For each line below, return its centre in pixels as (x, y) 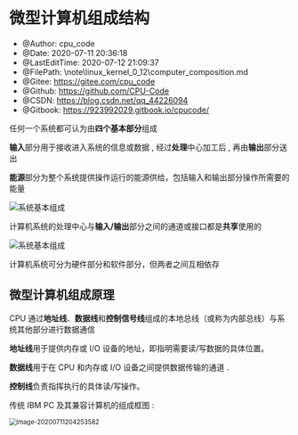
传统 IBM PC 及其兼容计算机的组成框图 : (82, 405)
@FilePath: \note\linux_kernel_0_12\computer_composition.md (135, 71)
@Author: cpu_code (58, 43)
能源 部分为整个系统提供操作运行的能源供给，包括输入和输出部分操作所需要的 (149, 177)
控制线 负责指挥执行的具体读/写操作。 (77, 386)
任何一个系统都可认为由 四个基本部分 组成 (83, 128)
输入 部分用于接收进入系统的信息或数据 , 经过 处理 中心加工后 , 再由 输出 (137, 147)
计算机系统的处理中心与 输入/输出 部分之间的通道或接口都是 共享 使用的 (136, 226)
